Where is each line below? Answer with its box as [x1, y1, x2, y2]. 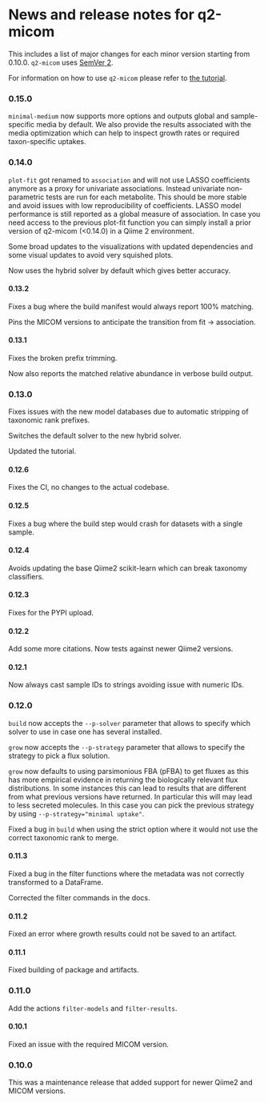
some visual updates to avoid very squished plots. [8, 250, 174, 259]
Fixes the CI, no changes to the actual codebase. [8, 483, 170, 492]
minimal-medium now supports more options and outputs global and [8, 111, 230, 121]
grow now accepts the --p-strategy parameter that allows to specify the [8, 742, 246, 751]
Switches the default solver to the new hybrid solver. [8, 431, 182, 441]
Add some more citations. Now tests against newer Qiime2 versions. [8, 644, 234, 654]
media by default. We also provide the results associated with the [36, 120, 252, 130]
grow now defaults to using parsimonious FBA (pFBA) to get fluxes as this [8, 766, 250, 775]
